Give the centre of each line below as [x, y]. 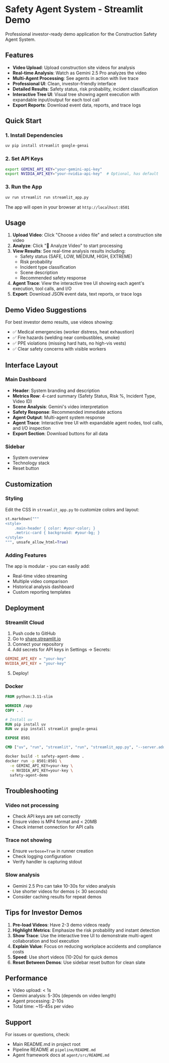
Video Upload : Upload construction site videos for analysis [74, 67]
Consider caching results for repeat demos [57, 897]
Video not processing [32, 805]
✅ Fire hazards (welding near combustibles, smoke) [66, 337]
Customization [29, 484]
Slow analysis [23, 875]
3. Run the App [24, 187]
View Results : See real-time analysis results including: [69, 251]
